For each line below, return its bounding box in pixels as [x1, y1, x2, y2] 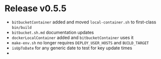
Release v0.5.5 [4, 3, 67, 14]
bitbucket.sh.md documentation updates [11, 29, 94, 35]
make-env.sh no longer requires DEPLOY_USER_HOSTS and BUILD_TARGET [11, 39, 149, 45]
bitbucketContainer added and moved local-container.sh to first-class [11, 19, 157, 25]
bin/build [11, 25, 32, 30]
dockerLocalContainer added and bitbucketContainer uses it [11, 35, 134, 40]
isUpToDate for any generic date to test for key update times [11, 45, 133, 51]
